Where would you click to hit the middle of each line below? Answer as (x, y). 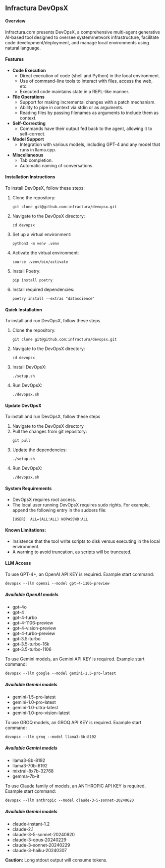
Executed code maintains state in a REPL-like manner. (75, 91)
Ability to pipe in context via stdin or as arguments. (72, 107)
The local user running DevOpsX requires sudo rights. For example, (81, 504)
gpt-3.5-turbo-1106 (32, 649)
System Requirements (28, 488)
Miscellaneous (28, 155)
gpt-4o (20, 607)
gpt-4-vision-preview (34, 628)
